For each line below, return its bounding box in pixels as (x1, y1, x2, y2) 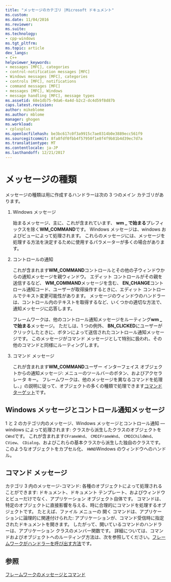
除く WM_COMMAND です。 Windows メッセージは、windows (30, 226, 161, 232)
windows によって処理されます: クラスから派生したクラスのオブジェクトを (5, 427, 162, 433)
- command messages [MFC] (5, 83, 60, 88)
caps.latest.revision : (5, 103, 54, 108)
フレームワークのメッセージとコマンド (5, 571, 86, 578)
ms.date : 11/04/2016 (5, 17, 50, 22)
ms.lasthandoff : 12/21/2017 (5, 150, 65, 155)
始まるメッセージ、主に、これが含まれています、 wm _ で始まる (12, 219, 146, 226)
